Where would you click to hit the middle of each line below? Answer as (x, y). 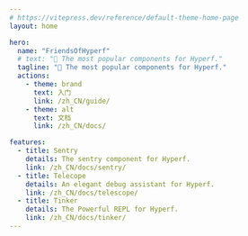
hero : (19, 42)
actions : (34, 76)
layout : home (34, 26)
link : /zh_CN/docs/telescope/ (82, 193)
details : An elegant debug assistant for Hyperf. (120, 184)
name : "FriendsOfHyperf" (64, 50)
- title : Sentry (48, 151)
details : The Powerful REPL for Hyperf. (102, 209)
